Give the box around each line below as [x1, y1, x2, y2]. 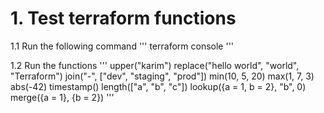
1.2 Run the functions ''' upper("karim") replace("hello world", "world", [10, 59, 300, 71]
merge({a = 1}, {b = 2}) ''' [10, 91, 115, 103]
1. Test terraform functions [10, 7, 237, 30]
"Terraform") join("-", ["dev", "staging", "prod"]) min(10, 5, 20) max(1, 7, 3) [10, 70, 315, 82]
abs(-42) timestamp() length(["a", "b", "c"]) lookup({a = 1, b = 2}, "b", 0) [10, 80, 307, 92]
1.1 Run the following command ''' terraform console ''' [10, 40, 235, 52]
